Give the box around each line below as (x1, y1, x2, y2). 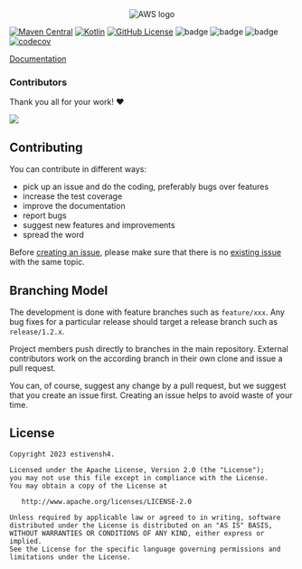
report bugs (22, 210, 67, 221)
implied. (9, 536, 42, 545)
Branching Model (9, 282, 109, 298)
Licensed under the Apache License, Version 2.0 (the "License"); (9, 465, 265, 474)
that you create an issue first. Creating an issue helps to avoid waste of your (9, 389, 293, 401)
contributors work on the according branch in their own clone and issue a (9, 353, 283, 364)
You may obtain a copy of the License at (9, 481, 168, 490)
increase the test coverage (22, 191, 123, 202)
